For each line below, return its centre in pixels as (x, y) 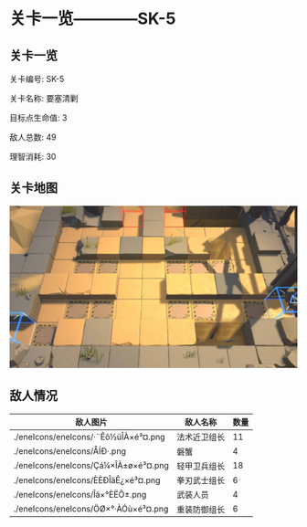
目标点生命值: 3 (38, 118)
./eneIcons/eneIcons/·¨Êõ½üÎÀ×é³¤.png (90, 437)
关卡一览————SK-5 (93, 19)
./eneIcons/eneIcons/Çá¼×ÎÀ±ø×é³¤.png (91, 466)
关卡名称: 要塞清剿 (44, 98)
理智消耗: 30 (33, 157)
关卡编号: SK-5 (37, 79)
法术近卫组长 (201, 437)
